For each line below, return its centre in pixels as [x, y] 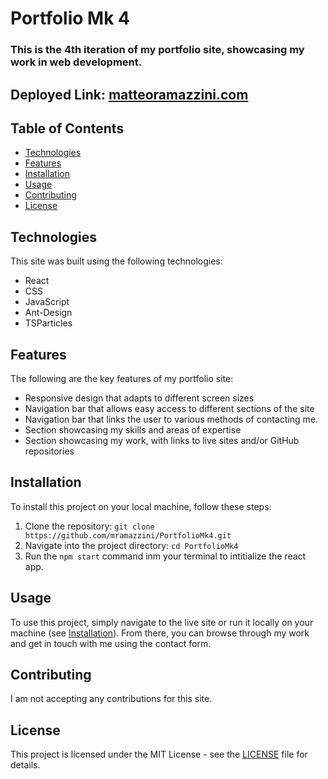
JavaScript [47, 302]
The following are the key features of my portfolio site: [122, 378]
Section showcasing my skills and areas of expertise [133, 429]
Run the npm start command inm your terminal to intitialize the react [165, 556]
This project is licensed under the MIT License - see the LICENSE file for [159, 754]
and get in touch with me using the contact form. [111, 643]
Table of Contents [67, 128]
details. [25, 765]
